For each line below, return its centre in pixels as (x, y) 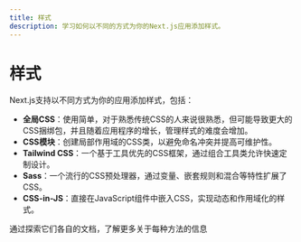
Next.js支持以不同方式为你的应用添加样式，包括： (102, 100)
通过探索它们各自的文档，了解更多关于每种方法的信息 (108, 229)
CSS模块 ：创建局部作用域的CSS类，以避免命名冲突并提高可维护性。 (150, 142)
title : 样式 (30, 18)
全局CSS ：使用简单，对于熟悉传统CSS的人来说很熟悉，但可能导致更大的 (157, 119)
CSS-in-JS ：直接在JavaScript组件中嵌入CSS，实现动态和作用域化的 (150, 199)
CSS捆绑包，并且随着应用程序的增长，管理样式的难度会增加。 (137, 131)
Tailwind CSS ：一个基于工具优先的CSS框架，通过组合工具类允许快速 (151, 154)
